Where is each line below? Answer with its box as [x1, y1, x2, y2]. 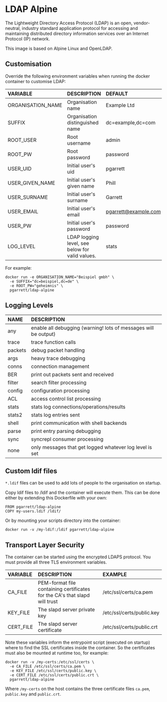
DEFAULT [106, 90, 128, 97]
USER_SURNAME [7, 194, 48, 201]
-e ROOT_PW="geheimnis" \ [9, 283, 64, 288]
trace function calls [31, 338, 76, 345]
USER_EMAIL [7, 208, 39, 215]
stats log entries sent [31, 411, 81, 418]
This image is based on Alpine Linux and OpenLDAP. [5, 45, 113, 51]
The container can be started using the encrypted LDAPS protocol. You [5, 554, 151, 560]
